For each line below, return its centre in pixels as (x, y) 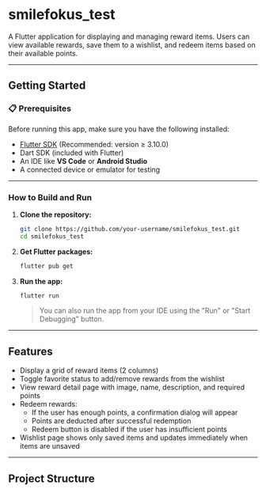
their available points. (43, 53)
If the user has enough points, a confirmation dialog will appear (135, 412)
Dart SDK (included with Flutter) (72, 153)
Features (30, 351)
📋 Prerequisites (40, 108)
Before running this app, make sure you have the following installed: (119, 129)
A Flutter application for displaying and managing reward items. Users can (129, 36)
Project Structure (51, 478)
